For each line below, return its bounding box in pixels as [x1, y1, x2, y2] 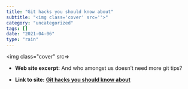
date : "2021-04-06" [6, 31, 55, 37]
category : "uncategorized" [6, 20, 74, 26]
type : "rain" [6, 36, 39, 42]
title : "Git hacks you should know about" [6, 8, 114, 15]
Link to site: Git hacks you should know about [14, 76, 131, 83]
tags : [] [6, 25, 28, 32]
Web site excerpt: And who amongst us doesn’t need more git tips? [14, 65, 183, 72]
